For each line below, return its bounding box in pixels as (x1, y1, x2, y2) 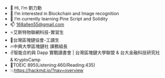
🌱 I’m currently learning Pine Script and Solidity (10, 16, 108, 21)
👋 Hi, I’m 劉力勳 (10, 5, 42, 10)
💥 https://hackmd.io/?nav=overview (10, 67, 84, 73)
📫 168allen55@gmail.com (10, 21, 64, 27)
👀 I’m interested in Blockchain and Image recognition (10, 10, 119, 16)
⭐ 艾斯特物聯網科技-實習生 (10, 29, 64, 35)
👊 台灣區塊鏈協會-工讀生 (10, 37, 59, 43)
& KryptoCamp (10, 57, 41, 62)
